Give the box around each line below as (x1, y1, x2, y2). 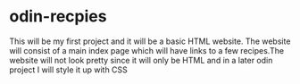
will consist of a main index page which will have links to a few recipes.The (9, 45, 284, 55)
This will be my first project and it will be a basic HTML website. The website (9, 36, 291, 46)
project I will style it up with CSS (9, 64, 128, 75)
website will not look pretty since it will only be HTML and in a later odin (9, 55, 273, 65)
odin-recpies (9, 6, 107, 27)
